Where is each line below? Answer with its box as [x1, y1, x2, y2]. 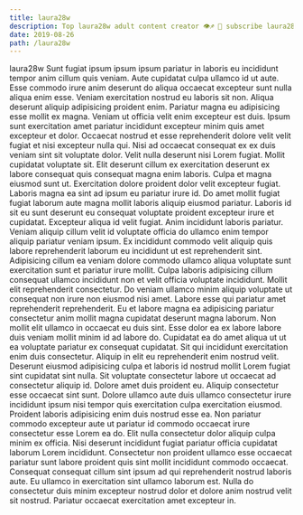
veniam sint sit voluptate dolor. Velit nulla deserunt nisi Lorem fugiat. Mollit [9, 150, 286, 161]
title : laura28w [9, 13, 70, 23]
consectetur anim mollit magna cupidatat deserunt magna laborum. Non [9, 313, 277, 323]
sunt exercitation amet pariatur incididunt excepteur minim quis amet [9, 121, 265, 132]
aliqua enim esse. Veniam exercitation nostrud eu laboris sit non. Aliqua [9, 92, 274, 103]
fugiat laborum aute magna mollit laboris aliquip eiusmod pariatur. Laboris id [9, 198, 292, 209]
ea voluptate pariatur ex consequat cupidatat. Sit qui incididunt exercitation [9, 342, 289, 352]
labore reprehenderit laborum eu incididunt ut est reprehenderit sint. [9, 246, 263, 257]
